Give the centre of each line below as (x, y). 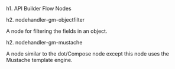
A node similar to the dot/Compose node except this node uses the (88, 54)
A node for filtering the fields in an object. (57, 31)
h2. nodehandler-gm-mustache (44, 42)
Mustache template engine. (39, 60)
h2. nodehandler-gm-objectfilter (45, 20)
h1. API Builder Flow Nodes (39, 8)
